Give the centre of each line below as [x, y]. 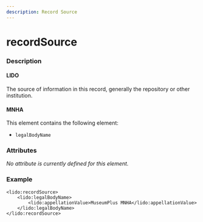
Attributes [22, 151]
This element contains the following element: [62, 123]
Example [19, 179]
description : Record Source [42, 12]
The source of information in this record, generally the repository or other [98, 89]
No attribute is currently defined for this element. [67, 164]
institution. [19, 95]
